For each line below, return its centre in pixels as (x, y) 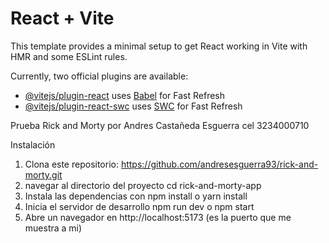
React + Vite (62, 18)
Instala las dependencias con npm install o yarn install (136, 196)
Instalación (33, 144)
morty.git (43, 174)
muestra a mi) (53, 228)
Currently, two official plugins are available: (99, 76)
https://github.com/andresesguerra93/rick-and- (219, 164)
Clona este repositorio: (71, 164)
